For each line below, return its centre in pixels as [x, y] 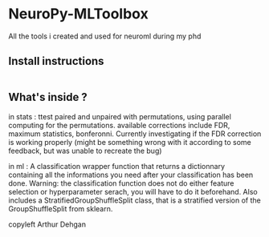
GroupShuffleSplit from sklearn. [61, 208]
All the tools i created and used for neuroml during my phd [105, 36]
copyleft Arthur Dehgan [47, 224]
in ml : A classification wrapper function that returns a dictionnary [116, 166]
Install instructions [56, 61]
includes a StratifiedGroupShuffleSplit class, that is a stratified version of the [134, 200]
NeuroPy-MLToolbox [78, 14]
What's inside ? [48, 97]
